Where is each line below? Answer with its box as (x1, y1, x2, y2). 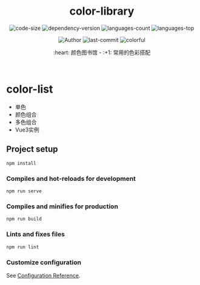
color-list (6, 82, 53, 96)
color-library (69, 4, 135, 18)
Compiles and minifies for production (6, 202, 118, 211)
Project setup (6, 144, 59, 155)
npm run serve (6, 188, 42, 194)
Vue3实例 (15, 126, 39, 133)
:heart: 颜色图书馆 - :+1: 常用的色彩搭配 (53, 49, 150, 56)
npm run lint (6, 244, 39, 250)
